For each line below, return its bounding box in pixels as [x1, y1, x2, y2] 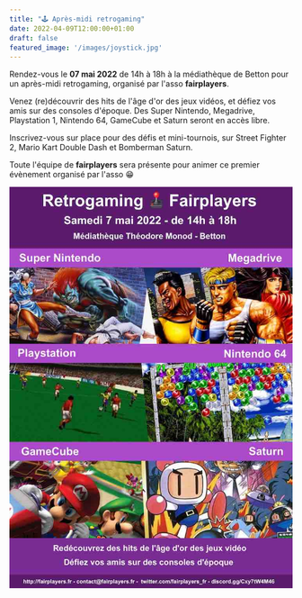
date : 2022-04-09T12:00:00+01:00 [9, 23, 135, 33]
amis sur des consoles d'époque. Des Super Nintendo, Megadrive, [9, 105, 256, 116]
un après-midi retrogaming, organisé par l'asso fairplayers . [9, 78, 229, 89]
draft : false [9, 33, 58, 42]
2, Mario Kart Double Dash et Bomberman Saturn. [9, 142, 193, 153]
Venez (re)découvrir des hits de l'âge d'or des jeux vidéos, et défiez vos [9, 95, 277, 107]
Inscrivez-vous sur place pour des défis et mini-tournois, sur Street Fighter [9, 132, 287, 143]
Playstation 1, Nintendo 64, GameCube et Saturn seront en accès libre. [9, 115, 271, 126]
